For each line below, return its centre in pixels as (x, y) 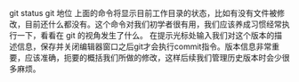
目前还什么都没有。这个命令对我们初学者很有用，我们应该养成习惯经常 (153, 24)
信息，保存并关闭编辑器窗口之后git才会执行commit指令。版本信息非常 (144, 46)
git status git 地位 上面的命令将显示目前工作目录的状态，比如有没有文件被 (143, 13)
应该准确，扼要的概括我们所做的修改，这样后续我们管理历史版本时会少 (153, 57)
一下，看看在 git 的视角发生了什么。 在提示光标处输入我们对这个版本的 (145, 35)
